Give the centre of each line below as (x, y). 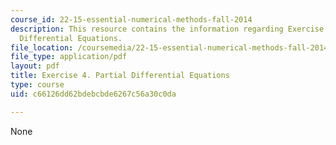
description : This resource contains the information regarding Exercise (167, 29)
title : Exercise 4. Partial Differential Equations (120, 76)
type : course (37, 85)
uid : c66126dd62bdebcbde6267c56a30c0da (93, 94)
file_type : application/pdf (69, 57)
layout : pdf (35, 66)
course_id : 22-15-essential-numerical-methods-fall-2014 (131, 19)
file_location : (42, 47)
